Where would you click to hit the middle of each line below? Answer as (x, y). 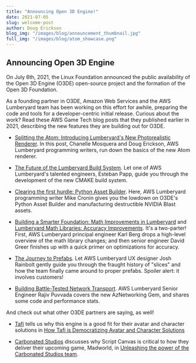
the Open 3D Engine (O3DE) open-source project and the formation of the (96, 83)
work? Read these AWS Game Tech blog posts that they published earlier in (98, 120)
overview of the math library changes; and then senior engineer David (99, 240)
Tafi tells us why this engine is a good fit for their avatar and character (99, 324)
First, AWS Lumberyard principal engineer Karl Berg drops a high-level (100, 234)
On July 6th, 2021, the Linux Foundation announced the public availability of (98, 77)
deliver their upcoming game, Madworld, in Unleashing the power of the (102, 348)
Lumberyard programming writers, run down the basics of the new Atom (102, 150)
